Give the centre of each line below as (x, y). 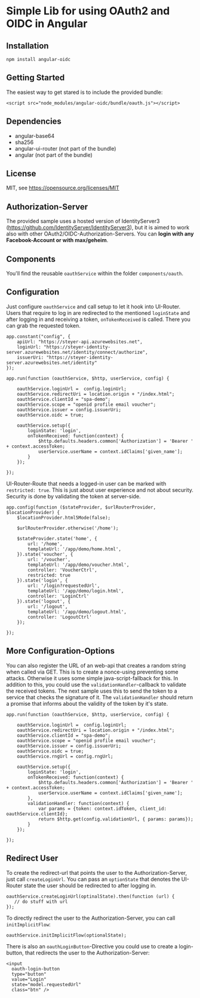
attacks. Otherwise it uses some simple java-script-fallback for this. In (92, 678)
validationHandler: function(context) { (79, 803)
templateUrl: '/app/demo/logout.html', (77, 612)
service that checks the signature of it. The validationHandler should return (100, 697)
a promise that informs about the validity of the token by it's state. (87, 703)
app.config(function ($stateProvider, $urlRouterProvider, (81, 507)
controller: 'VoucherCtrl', (62, 570)
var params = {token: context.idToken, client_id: (102, 809)
